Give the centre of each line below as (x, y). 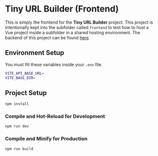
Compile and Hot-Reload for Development (55, 116)
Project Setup (26, 93)
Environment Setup (35, 53)
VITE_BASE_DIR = (20, 78)
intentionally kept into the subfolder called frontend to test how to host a (77, 27)
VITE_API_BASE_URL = (25, 73)
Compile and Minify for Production (46, 139)
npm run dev (17, 127)
